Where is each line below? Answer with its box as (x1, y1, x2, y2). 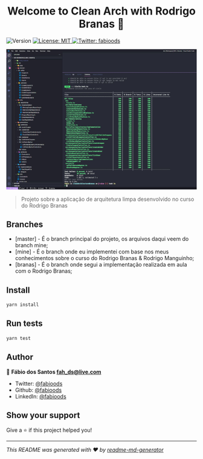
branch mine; (14, 242, 48, 249)
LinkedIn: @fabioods (14, 392, 66, 400)
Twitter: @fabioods (14, 380, 63, 387)
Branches (6, 219, 43, 229)
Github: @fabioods (14, 386, 62, 394)
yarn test (6, 335, 31, 341)
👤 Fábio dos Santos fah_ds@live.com (6, 368, 101, 376)
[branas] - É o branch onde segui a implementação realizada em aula (14, 261, 187, 269)
